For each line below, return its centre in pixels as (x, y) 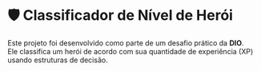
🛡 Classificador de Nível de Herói (120, 16)
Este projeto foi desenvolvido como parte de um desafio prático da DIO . (126, 43)
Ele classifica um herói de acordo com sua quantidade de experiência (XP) (130, 51)
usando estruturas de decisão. (58, 60)
